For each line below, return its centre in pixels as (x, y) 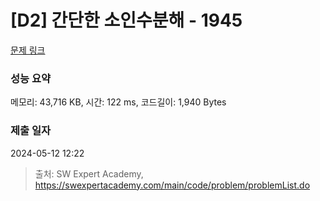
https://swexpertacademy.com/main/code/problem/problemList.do (172, 185)
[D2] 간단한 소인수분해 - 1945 (126, 20)
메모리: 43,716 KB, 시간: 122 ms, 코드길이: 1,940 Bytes (118, 102)
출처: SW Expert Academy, (89, 173)
